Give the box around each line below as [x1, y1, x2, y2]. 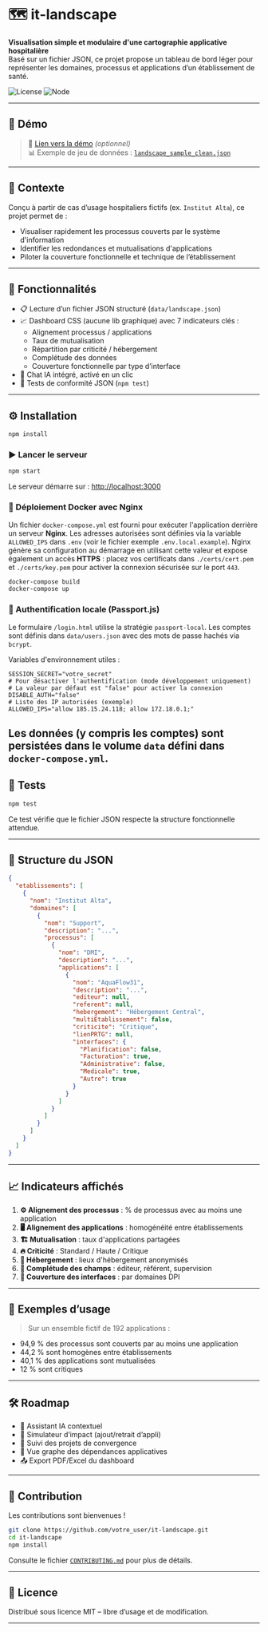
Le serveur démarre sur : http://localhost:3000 [8, 481, 161, 491]
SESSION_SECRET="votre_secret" [8, 670, 112, 678]
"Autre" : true [79, 1075, 127, 1083]
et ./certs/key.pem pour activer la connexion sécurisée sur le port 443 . [8, 562, 241, 572]
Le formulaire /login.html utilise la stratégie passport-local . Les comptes [8, 622, 251, 632]
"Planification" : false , [79, 1045, 162, 1053]
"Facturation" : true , [79, 1052, 152, 1061]
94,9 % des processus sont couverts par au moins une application [19, 1339, 238, 1349]
